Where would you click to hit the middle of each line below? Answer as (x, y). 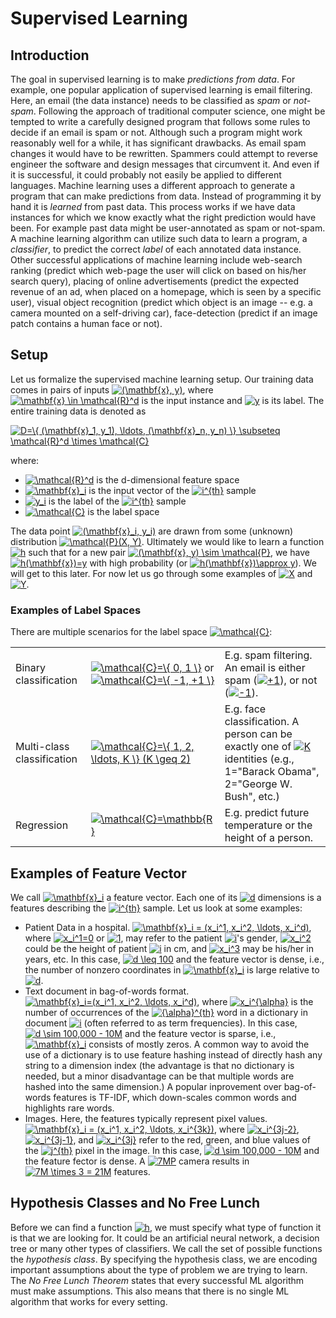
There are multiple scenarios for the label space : (141, 632)
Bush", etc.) (252, 797)
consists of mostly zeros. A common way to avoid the (199, 1044)
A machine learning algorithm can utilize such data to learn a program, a (159, 238)
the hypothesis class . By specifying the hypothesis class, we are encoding (164, 1259)
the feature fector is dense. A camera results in (137, 1161)
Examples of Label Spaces (76, 610)
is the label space (123, 511)
